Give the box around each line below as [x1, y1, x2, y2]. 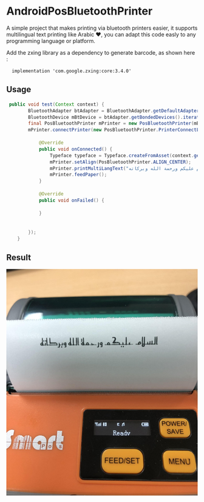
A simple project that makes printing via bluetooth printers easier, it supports [6, 24, 198, 32]
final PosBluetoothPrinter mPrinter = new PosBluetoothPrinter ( [28, 120, 194, 127]
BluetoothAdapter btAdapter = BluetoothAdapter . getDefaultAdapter [28, 107, 200, 114]
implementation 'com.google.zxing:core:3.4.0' [12, 68, 132, 74]
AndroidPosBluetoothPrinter [6, 4, 153, 18]
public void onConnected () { [38, 146, 113, 152]
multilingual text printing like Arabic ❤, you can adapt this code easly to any [6, 30, 196, 38]
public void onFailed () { [38, 197, 104, 203]
